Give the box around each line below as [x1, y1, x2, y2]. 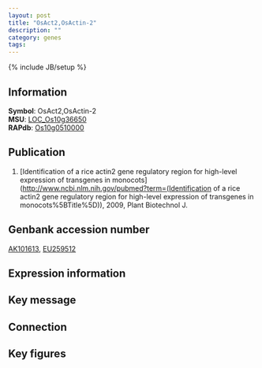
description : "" [8, 26, 62, 34]
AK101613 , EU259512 [8, 243, 77, 253]
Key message [8, 293, 77, 307]
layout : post [8, 11, 51, 20]
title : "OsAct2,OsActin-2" [8, 19, 97, 27]
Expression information [8, 266, 126, 280]
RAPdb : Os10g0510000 [8, 123, 84, 132]
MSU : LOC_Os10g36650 [8, 114, 87, 124]
